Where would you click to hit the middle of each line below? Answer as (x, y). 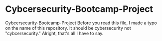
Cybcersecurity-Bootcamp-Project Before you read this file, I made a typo (81, 23)
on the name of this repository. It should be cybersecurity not (68, 28)
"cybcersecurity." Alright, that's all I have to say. (54, 33)
